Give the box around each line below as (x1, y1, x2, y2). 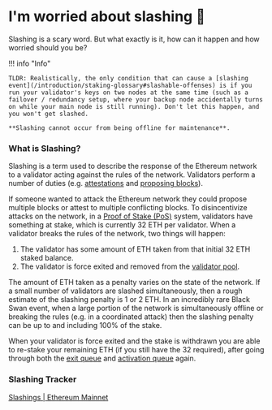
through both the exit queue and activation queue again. (8, 353, 196, 364)
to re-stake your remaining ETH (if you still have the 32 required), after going (8, 345, 265, 355)
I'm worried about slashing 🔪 (8, 7, 205, 26)
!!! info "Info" (8, 58, 51, 68)
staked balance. (19, 253, 75, 263)
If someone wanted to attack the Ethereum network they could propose (8, 194, 248, 204)
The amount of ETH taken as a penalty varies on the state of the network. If (8, 278, 261, 287)
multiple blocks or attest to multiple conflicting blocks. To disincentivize (8, 203, 248, 213)
